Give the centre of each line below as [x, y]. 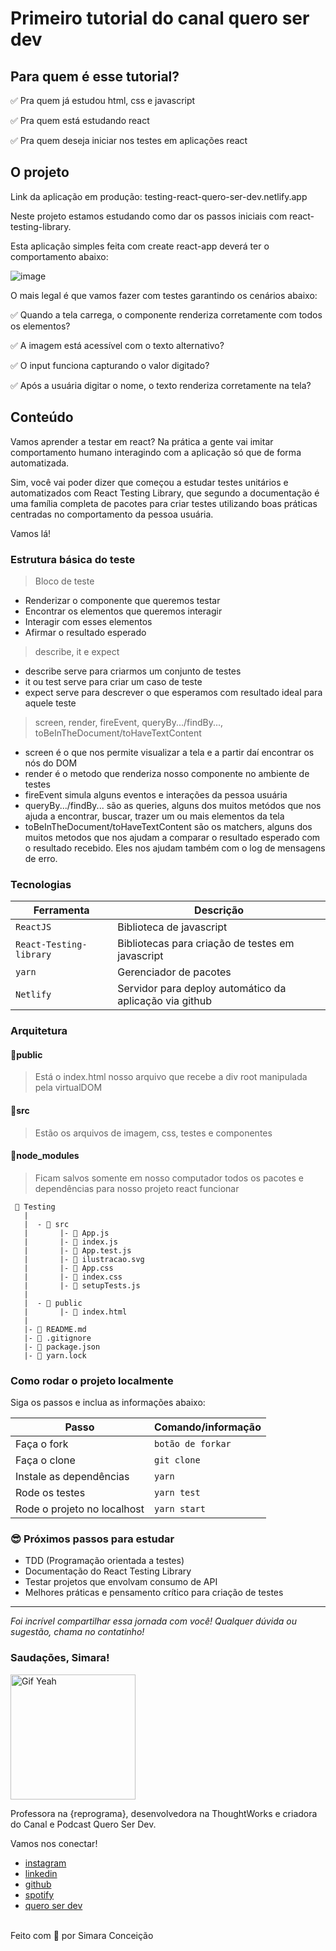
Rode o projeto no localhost [80, 1509]
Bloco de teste [64, 581]
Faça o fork [42, 1444]
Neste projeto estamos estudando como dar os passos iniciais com [149, 216]
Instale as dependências [72, 1477]
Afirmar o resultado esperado [85, 632]
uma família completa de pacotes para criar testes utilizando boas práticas [164, 503]
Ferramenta [61, 910]
